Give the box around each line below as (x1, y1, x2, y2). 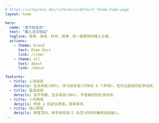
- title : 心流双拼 (9, 79, 44, 84)
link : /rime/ (18, 52, 45, 57)
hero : (5, 20, 16, 25)
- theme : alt (14, 56, 40, 61)
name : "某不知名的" (9, 25, 45, 30)
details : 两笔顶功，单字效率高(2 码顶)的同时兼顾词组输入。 (14, 110, 122, 116)
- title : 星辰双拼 (9, 88, 44, 93)
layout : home (5, 12, 32, 17)
